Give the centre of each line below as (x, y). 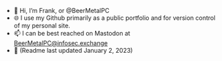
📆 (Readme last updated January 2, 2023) (73, 50)
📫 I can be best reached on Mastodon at (72, 33)
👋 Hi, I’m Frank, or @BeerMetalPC (61, 11)
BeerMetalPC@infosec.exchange (61, 43)
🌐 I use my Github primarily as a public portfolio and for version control (114, 18)
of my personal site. (42, 25)
